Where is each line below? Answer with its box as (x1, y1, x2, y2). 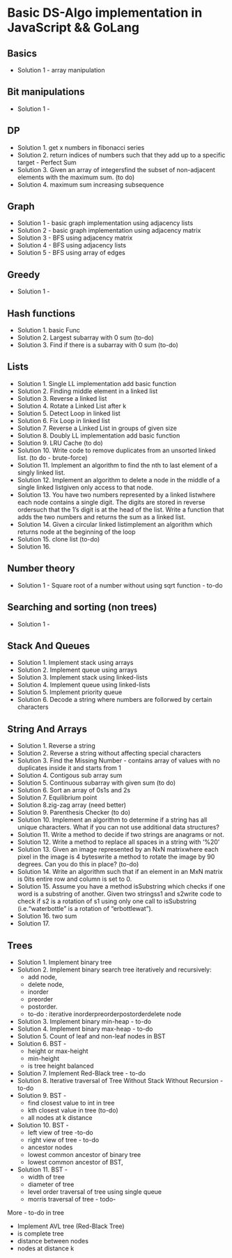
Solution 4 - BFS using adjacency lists (17, 241, 127, 250)
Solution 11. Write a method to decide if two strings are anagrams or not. (17, 831, 224, 839)
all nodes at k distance (27, 1113, 93, 1121)
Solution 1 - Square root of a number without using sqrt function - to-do (17, 581, 223, 590)
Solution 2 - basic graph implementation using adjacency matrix (17, 227, 201, 235)
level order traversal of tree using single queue (27, 1187, 162, 1196)
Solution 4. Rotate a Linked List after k (17, 401, 127, 410)
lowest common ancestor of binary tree (27, 1150, 141, 1158)
